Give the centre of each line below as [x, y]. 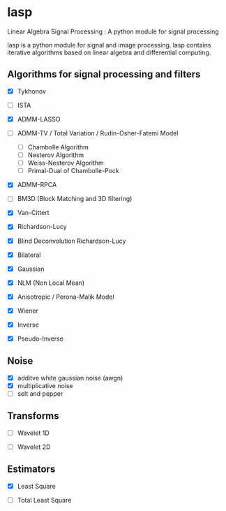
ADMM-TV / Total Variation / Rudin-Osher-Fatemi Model [98, 133]
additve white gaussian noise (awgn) [70, 378]
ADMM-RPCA [37, 185]
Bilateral [29, 255]
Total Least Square [44, 500]
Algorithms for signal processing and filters [104, 74]
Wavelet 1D [33, 433]
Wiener [28, 311]
